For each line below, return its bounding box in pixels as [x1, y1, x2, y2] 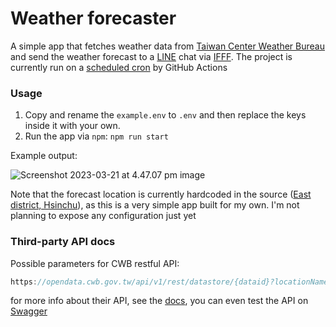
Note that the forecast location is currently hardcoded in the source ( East [10, 188, 312, 201]
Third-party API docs [10, 235, 116, 249]
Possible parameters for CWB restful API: [10, 257, 180, 269]
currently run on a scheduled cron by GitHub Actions [10, 61, 228, 73]
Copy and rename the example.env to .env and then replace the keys [24, 109, 307, 121]
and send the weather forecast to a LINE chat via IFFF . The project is [10, 50, 293, 62]
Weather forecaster [10, 7, 177, 30]
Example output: [10, 150, 78, 162]
